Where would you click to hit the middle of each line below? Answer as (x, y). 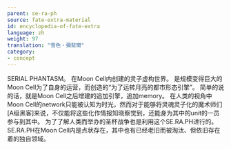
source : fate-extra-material (49, 20)
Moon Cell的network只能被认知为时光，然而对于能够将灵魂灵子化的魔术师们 (115, 104)
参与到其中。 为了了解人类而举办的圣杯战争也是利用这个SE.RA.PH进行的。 (112, 122)
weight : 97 (23, 39)
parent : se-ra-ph (32, 13)
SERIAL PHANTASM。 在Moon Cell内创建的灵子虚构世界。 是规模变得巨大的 (115, 78)
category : (21, 52)
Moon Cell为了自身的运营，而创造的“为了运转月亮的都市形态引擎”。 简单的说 (116, 87)
